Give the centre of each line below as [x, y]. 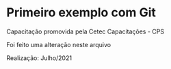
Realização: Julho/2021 [39, 58]
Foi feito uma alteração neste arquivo [58, 44]
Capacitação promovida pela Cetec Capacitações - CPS [85, 31]
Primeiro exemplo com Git [81, 13]
